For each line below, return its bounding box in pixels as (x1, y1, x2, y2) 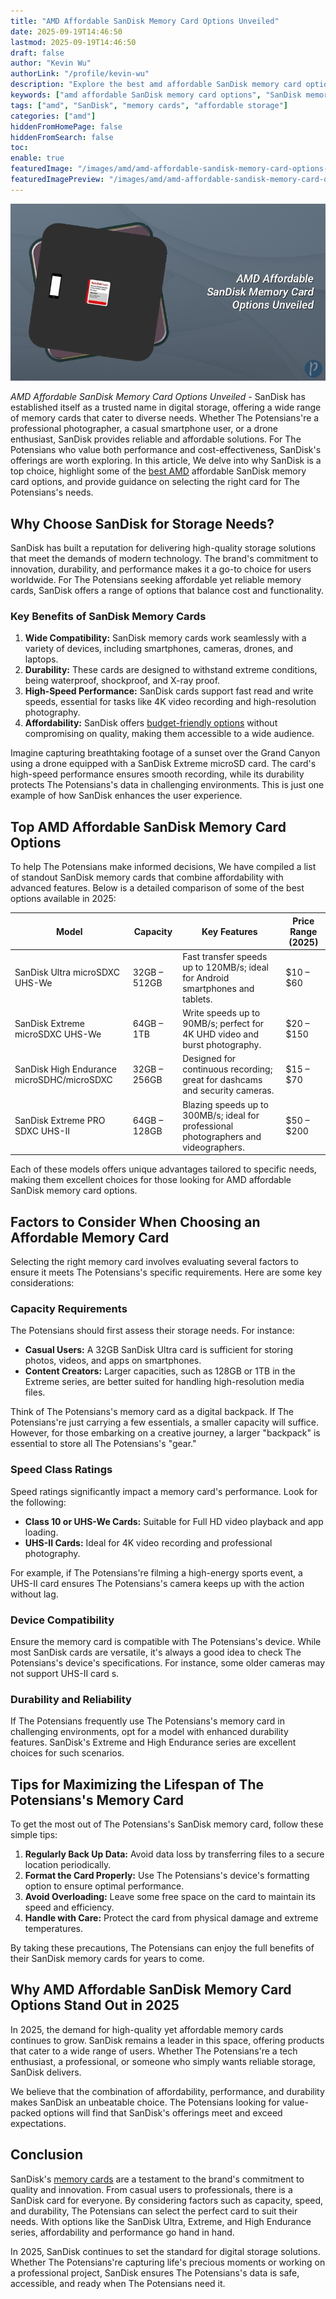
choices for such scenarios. (10, 1747, 125, 1759)
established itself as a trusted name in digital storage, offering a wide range (10, 401, 322, 414)
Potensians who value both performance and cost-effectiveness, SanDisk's (10, 444, 322, 456)
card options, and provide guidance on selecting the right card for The (10, 476, 300, 488)
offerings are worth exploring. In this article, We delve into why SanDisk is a (10, 455, 322, 467)
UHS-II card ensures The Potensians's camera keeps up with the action (10, 1577, 305, 1589)
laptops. (24, 653, 59, 665)
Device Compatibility (10, 1613, 115, 1627)
